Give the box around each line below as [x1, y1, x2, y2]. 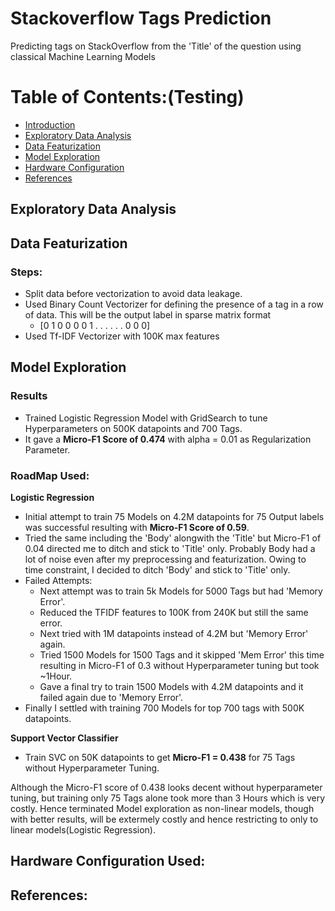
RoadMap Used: [10, 468, 90, 482]
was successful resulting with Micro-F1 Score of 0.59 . [24, 521, 250, 533]
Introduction [24, 118, 76, 131]
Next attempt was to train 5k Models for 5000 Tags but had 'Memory [39, 585, 323, 597]
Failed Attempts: [24, 574, 93, 586]
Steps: [10, 265, 43, 279]
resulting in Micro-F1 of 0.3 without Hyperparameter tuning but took [39, 659, 320, 671]
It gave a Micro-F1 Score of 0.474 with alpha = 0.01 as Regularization [24, 433, 312, 445]
